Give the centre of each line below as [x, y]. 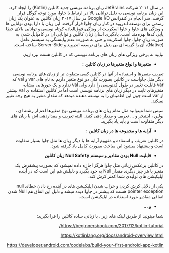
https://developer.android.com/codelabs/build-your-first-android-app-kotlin [85, 245]
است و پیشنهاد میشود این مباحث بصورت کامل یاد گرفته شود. [107, 146]
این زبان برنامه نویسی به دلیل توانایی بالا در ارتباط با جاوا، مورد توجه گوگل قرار [91, 13]
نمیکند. [157, 101]
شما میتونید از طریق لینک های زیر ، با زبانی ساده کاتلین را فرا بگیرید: [100, 216]
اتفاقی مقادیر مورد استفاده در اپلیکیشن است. [121, 196]
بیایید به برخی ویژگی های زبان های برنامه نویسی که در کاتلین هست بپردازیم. [93, 54]
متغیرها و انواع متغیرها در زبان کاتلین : [117, 64]
